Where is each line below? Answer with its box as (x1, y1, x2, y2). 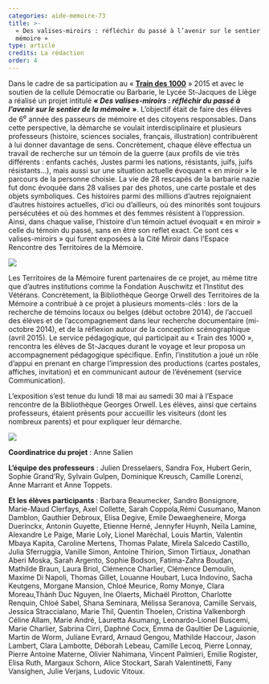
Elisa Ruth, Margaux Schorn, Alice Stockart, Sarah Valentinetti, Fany (8, 657, 233, 667)
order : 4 (8, 57, 38, 65)
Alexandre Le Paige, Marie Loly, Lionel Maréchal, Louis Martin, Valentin (8, 530, 243, 539)
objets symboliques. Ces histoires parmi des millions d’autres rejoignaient (8, 190, 251, 201)
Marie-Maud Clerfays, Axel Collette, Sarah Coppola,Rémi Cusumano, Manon (8, 504, 261, 514)
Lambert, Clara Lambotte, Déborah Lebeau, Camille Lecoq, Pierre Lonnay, (8, 641, 253, 650)
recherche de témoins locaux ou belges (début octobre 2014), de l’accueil (8, 307, 253, 317)
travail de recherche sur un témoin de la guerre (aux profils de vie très (8, 148, 240, 158)
